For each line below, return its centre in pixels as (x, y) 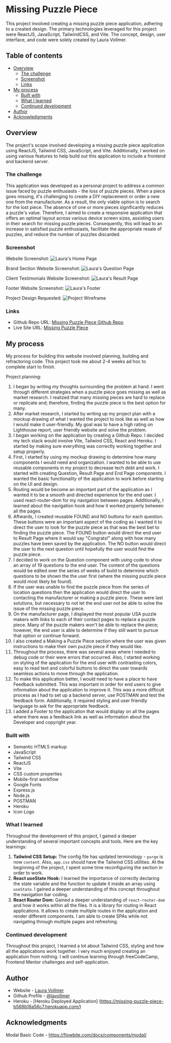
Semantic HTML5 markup (40, 746)
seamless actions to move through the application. (66, 674)
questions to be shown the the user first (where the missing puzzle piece (90, 576)
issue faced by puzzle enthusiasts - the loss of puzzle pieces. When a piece (85, 191)
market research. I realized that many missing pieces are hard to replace (89, 397)
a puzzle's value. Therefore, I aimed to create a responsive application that (84, 212)
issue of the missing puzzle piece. (49, 609)
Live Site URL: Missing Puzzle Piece (51, 328)
